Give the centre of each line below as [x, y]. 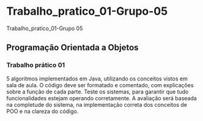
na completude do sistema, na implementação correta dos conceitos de [97, 104]
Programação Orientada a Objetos [72, 48]
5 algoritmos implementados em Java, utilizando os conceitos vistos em [97, 79]
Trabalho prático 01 [36, 65]
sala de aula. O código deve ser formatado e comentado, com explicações [100, 85]
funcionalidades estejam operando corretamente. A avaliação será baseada [102, 98]
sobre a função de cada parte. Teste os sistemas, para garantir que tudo [98, 92]
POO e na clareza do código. [42, 111]
